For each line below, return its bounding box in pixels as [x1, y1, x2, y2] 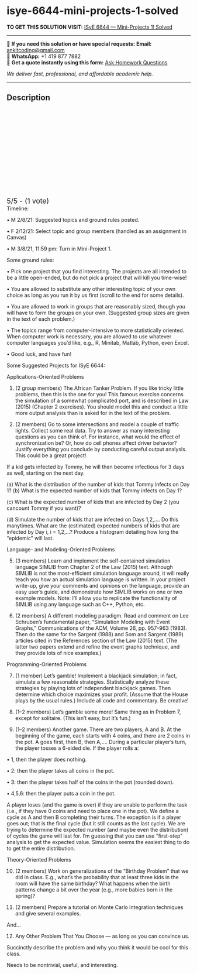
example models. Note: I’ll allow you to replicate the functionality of [15, 594, 177, 601]
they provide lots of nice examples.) [15, 649, 102, 656]
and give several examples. [15, 910, 81, 917]
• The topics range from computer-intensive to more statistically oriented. [6, 327, 185, 334]
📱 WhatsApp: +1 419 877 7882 [6, 53, 81, 60]
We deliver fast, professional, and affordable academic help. [6, 70, 154, 77]
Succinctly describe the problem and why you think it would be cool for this [6, 944, 189, 951]
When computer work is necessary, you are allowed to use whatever [6, 332, 172, 340]
